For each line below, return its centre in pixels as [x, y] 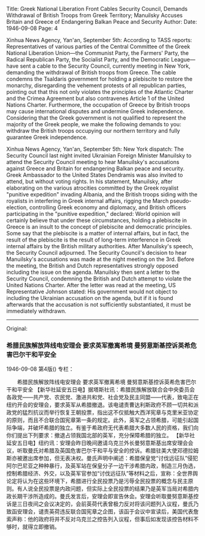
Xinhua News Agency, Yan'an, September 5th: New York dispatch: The [95, 149]
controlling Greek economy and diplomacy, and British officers [108, 207]
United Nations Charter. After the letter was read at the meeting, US [91, 285]
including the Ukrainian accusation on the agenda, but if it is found [90, 298]
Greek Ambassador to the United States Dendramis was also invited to [95, 175]
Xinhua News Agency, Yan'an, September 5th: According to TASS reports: [99, 40]
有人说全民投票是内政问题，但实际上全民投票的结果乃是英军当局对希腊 [105, 489]
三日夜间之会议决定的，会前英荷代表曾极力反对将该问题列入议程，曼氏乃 [108, 504]
